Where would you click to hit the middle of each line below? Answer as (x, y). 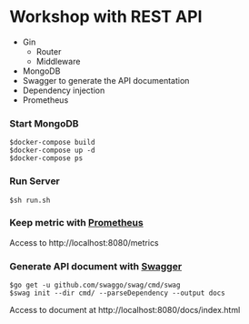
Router (49, 51)
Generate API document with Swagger (96, 266)
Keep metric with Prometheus (76, 223)
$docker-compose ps (46, 158)
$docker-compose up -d (52, 151)
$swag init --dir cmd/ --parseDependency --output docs (117, 293)
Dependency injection (64, 90)
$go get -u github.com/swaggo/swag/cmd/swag (95, 285)
